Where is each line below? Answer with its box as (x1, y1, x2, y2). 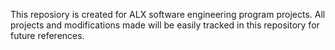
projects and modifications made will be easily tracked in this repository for (10, 19, 320, 31)
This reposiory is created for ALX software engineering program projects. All (10, 9, 326, 20)
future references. (10, 30, 85, 41)
